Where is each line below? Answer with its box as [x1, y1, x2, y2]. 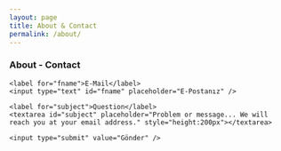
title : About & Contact [9, 21, 98, 30]
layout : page [9, 12, 58, 22]
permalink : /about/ [9, 29, 82, 38]
